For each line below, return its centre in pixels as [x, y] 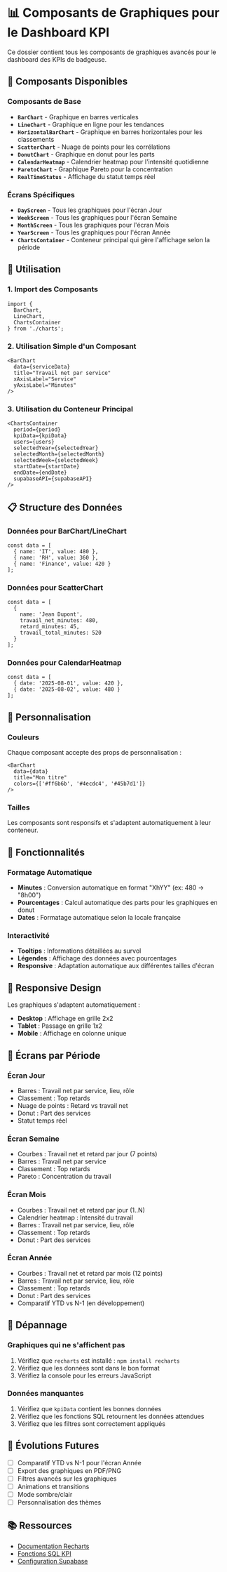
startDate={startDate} [47, 467]
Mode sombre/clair [45, 1494]
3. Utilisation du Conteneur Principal [70, 409]
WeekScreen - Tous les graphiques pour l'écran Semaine [97, 217]
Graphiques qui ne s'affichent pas [66, 1345]
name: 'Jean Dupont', [51, 614]
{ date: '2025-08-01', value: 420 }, [69, 683]
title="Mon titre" [41, 778]
